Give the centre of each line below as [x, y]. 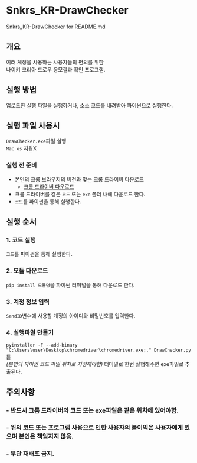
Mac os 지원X [22, 148]
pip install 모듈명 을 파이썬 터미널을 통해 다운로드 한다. [70, 285]
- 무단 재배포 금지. [30, 454]
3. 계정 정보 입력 [28, 302]
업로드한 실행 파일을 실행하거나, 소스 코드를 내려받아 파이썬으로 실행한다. [89, 105]
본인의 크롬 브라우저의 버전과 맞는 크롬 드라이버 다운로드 [79, 179]
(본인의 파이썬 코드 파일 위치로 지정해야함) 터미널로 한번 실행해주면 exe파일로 [95, 364]
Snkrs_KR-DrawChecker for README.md [56, 27]
